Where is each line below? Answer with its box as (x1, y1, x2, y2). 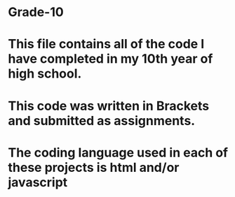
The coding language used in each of (8, 145, 229, 161)
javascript (8, 174, 68, 190)
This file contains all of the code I (8, 36, 205, 52)
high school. (8, 66, 82, 82)
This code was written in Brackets (8, 98, 210, 114)
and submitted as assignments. (8, 112, 196, 129)
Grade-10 (8, 4, 64, 20)
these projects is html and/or (8, 159, 180, 175)
